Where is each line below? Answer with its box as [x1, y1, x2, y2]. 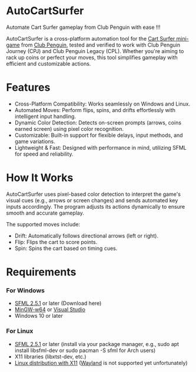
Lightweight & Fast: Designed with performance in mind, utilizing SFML [14, 144, 187, 151]
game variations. [14, 137, 55, 145]
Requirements [6, 265, 77, 278]
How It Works [6, 171, 74, 185]
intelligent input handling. [14, 113, 77, 120]
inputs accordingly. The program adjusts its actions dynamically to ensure [6, 203, 185, 210]
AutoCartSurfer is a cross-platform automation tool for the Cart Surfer [6, 35, 175, 42]
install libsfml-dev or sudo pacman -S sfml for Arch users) [14, 347, 156, 354]
